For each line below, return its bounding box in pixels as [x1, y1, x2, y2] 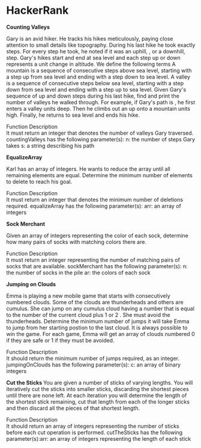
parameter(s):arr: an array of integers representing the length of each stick [6, 435, 191, 442]
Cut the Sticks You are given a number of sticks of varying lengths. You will [6, 379, 193, 386]
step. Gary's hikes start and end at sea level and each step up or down [6, 54, 181, 61]
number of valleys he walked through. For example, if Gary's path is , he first [6, 98, 196, 105]
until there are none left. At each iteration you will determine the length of [6, 392, 187, 399]
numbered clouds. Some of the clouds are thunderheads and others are [6, 298, 184, 305]
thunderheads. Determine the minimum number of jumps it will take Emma [6, 317, 190, 325]
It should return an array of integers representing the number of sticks [6, 422, 179, 429]
